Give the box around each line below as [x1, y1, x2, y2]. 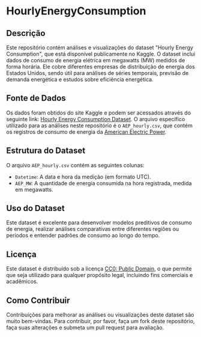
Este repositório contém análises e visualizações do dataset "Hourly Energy [6, 44, 194, 51]
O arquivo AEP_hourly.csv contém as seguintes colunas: [6, 161, 145, 168]
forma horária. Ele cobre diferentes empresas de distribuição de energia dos [6, 63, 195, 70]
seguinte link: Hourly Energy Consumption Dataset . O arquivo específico [6, 115, 185, 122]
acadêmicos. [6, 278, 38, 285]
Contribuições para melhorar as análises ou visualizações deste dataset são [6, 311, 194, 318]
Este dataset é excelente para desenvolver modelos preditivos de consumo [6, 219, 192, 226]
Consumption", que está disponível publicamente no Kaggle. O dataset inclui [6, 50, 196, 58]
